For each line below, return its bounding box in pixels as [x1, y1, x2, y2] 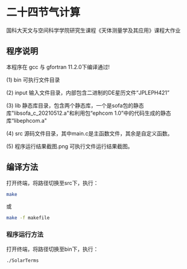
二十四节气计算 [6, 5, 81, 19]
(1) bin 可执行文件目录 [6, 76, 60, 83]
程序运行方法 [6, 230, 44, 239]
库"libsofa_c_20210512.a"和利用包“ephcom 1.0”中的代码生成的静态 [6, 109, 171, 117]
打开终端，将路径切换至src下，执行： [6, 179, 99, 186]
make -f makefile [6, 215, 50, 221]
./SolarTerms [6, 258, 39, 264]
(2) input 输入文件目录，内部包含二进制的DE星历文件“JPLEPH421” [6, 89, 170, 96]
